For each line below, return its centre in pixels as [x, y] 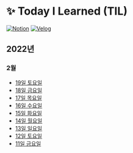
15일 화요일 [29, 113]
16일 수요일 [29, 105]
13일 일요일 [29, 128]
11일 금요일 [28, 143]
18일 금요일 [29, 90]
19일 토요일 [29, 82]
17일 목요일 [28, 98]
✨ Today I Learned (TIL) [67, 11]
